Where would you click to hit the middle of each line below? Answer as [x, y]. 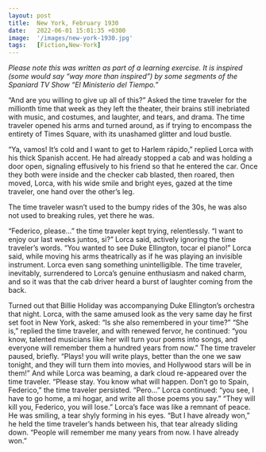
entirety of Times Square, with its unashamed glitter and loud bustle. [120, 134]
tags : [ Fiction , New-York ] [55, 45]
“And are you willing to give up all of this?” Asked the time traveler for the [128, 100]
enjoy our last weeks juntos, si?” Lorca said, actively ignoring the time [122, 240]
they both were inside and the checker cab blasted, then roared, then [121, 175]
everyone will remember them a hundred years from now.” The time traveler [132, 348]
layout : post [30, 16]
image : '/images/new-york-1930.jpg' [71, 38]
